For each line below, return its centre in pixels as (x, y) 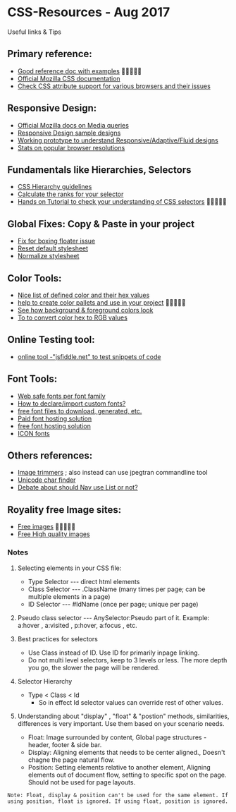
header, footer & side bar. (65, 744)
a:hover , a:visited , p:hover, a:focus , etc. (77, 625)
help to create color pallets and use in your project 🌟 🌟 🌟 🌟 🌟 (101, 303)
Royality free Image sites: (64, 510)
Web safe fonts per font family (61, 396)
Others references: (50, 456)
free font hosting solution (54, 426)
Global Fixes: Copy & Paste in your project (101, 224)
